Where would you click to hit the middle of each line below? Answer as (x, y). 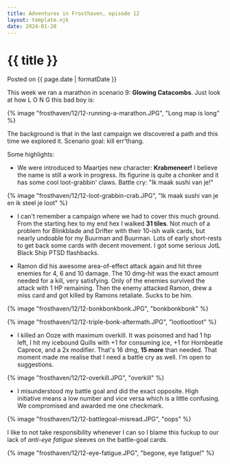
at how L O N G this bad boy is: (51, 100)
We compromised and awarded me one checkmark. (90, 406)
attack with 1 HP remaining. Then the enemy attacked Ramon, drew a (114, 288)
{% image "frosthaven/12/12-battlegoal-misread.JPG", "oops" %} (99, 419)
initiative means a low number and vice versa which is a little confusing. (118, 399)
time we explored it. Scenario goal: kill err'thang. (76, 141)
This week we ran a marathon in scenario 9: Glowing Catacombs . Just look (114, 93)
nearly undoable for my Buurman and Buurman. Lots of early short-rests (119, 239)
